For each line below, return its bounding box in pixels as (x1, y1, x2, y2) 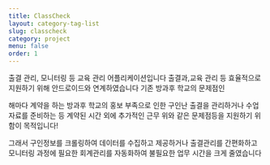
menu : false (8, 42, 49, 50)
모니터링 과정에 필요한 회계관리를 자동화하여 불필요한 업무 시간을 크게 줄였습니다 (8, 148, 262, 158)
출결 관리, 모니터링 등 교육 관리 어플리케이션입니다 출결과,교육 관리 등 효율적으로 (8, 73, 262, 82)
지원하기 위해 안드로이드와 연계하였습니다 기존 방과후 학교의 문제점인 (8, 83, 225, 93)
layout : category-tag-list (8, 20, 100, 28)
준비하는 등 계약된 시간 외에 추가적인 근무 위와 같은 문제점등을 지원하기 (29, 111, 253, 120)
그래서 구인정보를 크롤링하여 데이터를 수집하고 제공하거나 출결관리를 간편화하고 (8, 138, 258, 147)
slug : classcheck (8, 27, 67, 35)
